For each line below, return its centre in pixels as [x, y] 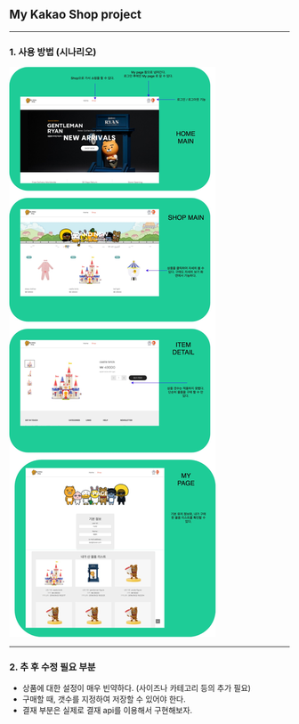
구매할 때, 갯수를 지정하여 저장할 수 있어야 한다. [104, 699]
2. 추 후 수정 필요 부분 [53, 667]
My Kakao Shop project [76, 15]
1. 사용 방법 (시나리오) [53, 52]
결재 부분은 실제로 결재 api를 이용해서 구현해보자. [107, 711]
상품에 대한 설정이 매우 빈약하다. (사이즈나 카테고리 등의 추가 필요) [137, 688]
